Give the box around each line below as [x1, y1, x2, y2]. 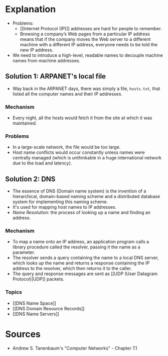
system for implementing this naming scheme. [12, 199, 108, 205]
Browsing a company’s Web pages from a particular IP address [20, 31, 150, 37]
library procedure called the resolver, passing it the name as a [12, 244, 140, 250]
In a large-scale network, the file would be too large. [12, 144, 121, 150]
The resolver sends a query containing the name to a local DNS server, [12, 255, 159, 261]
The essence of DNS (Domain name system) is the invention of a [12, 188, 146, 194]
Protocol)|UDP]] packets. [12, 276, 65, 282]
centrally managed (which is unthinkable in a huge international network [12, 155, 162, 161]
